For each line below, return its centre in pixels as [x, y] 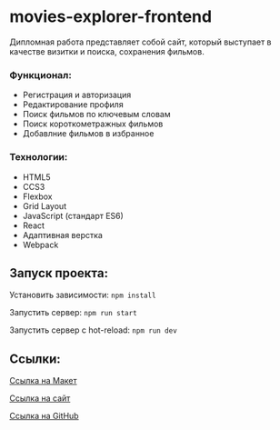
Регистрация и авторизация [77, 95]
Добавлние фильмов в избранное [88, 134]
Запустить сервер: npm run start [74, 313]
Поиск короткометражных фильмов [93, 124]
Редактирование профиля [73, 105]
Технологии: [39, 157]
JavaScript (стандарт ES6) [73, 215]
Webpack [40, 245]
